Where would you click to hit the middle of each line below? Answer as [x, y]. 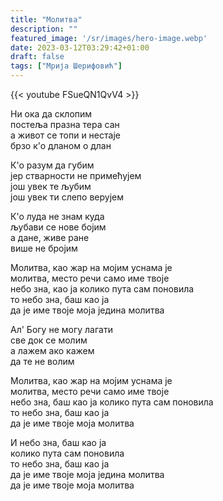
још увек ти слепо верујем [67, 197]
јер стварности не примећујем [76, 175]
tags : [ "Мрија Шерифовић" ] [66, 66]
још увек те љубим [51, 186]
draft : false [37, 57]
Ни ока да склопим [51, 114]
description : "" [44, 29]
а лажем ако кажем [52, 350]
